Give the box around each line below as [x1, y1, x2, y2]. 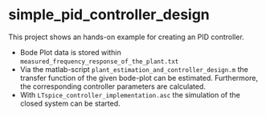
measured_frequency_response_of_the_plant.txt [19, 58, 179, 66]
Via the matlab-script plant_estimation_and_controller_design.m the [19, 64, 249, 74]
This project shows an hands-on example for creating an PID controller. [8, 32, 245, 42]
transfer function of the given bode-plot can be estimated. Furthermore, [19, 73, 259, 82]
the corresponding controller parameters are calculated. [19, 82, 207, 91]
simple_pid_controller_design [8, 6, 211, 24]
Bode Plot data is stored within [19, 47, 122, 57]
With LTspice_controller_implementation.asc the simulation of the [19, 90, 241, 99]
